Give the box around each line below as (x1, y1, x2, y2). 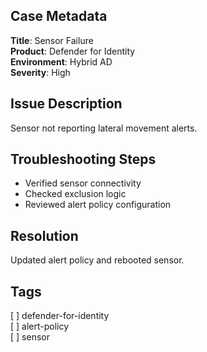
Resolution (10, 227, 79, 244)
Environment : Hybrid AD (10, 55, 113, 68)
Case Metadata (10, 8, 108, 25)
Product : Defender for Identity (10, 45, 136, 57)
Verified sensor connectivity (24, 177, 142, 189)
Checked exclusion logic (24, 188, 127, 200)
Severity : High (10, 66, 71, 78)
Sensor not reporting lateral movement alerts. (10, 122, 198, 134)
